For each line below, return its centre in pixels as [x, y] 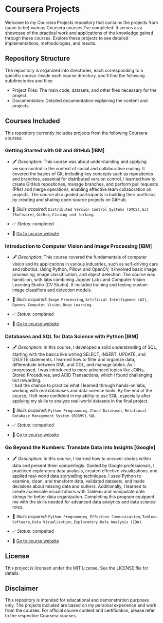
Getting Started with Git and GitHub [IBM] [55, 151]
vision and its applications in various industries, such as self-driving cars [85, 264]
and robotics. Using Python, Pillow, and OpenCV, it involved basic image [84, 269]
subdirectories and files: [29, 80]
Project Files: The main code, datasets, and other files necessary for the [84, 90]
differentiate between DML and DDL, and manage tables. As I [73, 365]
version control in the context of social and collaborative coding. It [78, 168]
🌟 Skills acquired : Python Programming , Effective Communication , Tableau [85, 516]
